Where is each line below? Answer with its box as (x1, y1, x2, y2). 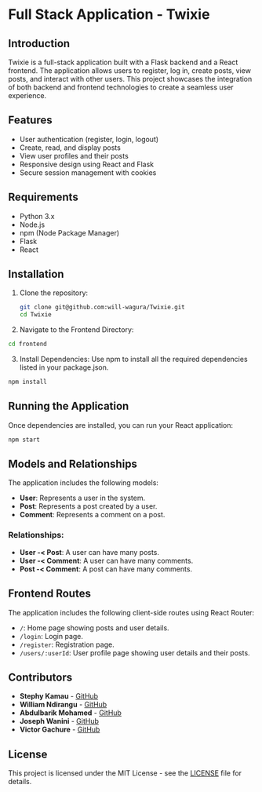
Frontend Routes (8, 587, 92, 600)
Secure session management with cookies (19, 167, 157, 177)
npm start (8, 436, 41, 443)
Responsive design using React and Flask (19, 159, 155, 169)
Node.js (19, 220, 45, 229)
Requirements (8, 191, 78, 204)
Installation (8, 268, 64, 281)
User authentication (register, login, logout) (19, 134, 159, 144)
